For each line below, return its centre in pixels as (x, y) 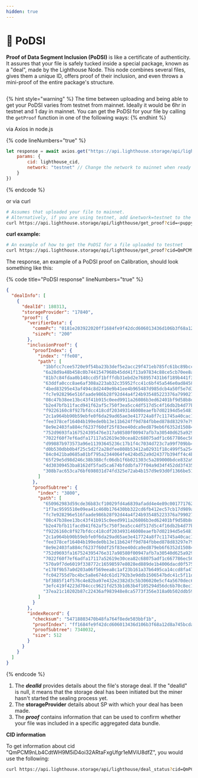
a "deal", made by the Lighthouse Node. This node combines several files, (96, 70)
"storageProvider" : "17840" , (57, 312)
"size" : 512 (47, 635)
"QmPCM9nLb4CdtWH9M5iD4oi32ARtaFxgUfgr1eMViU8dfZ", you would (95, 752)
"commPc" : (44, 329)
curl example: (23, 234)
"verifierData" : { (50, 323)
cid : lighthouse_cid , (54, 162)
